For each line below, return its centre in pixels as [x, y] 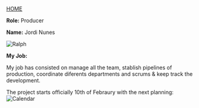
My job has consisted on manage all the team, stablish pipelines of [89, 67]
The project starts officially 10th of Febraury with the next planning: [90, 92]
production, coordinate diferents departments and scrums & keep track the [99, 74]
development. [23, 80]
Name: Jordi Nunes [31, 32]
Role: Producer [25, 20]
